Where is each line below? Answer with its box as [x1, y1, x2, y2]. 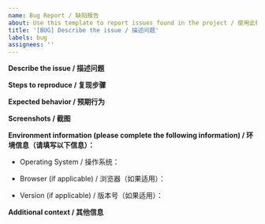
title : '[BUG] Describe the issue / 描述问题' [8, 26, 159, 34]
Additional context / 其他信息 [8, 207, 104, 217]
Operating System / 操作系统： [19, 157, 120, 166]
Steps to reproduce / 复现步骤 [8, 80, 106, 90]
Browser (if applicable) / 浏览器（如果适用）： [19, 174, 166, 184]
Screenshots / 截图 [8, 114, 71, 123]
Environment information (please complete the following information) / [8, 131, 245, 140]
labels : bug [8, 33, 47, 42]
